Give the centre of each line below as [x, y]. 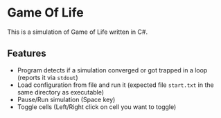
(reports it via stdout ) [47, 77]
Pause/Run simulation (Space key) [66, 99]
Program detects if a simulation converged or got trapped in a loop [112, 70]
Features [27, 53]
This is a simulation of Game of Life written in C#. [77, 32]
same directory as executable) [61, 92]
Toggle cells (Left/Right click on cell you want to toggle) [97, 107]
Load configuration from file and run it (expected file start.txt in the [115, 85]
